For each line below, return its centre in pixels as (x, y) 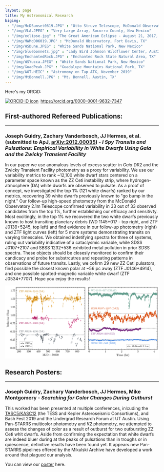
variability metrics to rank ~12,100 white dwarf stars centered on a (72, 175)
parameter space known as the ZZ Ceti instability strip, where (67, 180)
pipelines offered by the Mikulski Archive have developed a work (88, 450)
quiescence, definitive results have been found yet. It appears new (72, 445)
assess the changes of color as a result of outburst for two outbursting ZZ (79, 429)
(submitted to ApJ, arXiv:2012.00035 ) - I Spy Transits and (75, 142)
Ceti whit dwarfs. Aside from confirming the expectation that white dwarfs (80, 434)
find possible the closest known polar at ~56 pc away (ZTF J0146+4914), (79, 269)
